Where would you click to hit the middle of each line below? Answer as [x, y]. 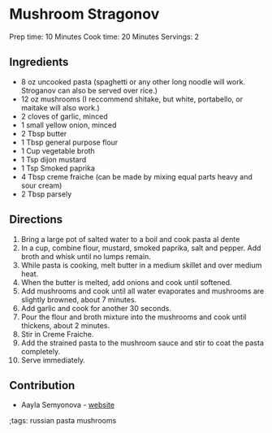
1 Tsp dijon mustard [54, 159]
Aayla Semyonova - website [68, 405]
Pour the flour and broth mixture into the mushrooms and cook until [134, 317]
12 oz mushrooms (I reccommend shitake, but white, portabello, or [132, 99]
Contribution [42, 385]
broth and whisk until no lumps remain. [86, 256]
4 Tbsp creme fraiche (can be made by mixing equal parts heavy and [136, 176]
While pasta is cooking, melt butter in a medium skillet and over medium [141, 265]
